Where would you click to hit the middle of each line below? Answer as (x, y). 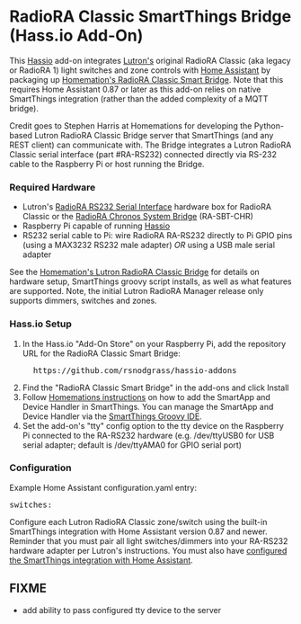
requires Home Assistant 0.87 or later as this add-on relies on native (135, 89)
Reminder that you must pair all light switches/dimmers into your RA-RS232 (149, 540)
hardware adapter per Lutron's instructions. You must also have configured (148, 550)
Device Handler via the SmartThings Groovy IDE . (112, 416)
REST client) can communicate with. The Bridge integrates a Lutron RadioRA (150, 145)
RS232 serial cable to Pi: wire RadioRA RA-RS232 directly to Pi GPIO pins (157, 236)
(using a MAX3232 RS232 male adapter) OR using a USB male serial (149, 245)
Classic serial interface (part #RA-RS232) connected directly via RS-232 (143, 154)
